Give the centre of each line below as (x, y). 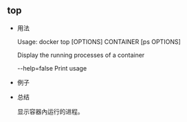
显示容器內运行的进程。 (50, 111)
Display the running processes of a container (81, 55)
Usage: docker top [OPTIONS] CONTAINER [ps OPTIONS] (99, 41)
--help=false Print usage (52, 68)
